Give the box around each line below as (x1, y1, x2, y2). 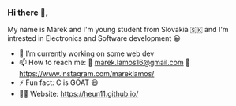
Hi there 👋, (7, 7, 49, 18)
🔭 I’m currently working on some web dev (18, 49, 155, 58)
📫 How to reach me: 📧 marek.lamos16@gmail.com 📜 (18, 58, 191, 68)
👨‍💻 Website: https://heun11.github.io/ (18, 90, 139, 99)
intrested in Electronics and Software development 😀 (7, 34, 181, 43)
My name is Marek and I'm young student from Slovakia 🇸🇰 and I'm (7, 25, 230, 35)
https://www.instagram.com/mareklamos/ (18, 69, 155, 79)
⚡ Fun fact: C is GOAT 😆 (18, 78, 99, 87)
